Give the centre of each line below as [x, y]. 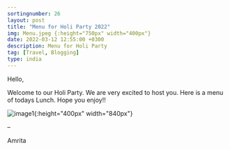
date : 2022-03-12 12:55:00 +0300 [56, 40]
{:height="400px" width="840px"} [83, 113]
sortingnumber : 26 [34, 14]
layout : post [26, 20]
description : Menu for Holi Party [58, 46]
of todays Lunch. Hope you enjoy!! [57, 100]
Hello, [16, 79]
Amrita [17, 140]
